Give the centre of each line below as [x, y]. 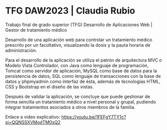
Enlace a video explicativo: [33, 117]
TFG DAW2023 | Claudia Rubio [70, 11]
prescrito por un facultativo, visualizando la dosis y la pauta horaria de [78, 45]
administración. [21, 50]
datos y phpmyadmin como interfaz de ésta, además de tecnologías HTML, [83, 81]
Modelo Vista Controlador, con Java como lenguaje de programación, [77, 65]
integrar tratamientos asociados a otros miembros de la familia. [70, 107]
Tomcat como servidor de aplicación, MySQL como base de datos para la [81, 71]
